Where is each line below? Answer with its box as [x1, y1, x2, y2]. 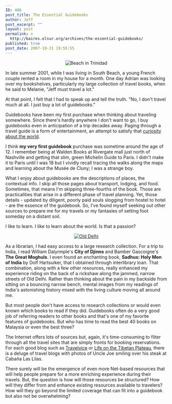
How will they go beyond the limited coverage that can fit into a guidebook [5, 387, 163, 393]
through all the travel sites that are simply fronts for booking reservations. [5, 339, 161, 345]
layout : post [5, 27, 33, 32]
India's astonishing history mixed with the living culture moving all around [5, 286, 161, 293]
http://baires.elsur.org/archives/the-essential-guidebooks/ [10, 36, 144, 42]
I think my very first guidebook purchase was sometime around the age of [5, 143, 164, 149]
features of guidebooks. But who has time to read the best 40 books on [5, 318, 157, 324]
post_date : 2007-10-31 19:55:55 [5, 46, 74, 51]
